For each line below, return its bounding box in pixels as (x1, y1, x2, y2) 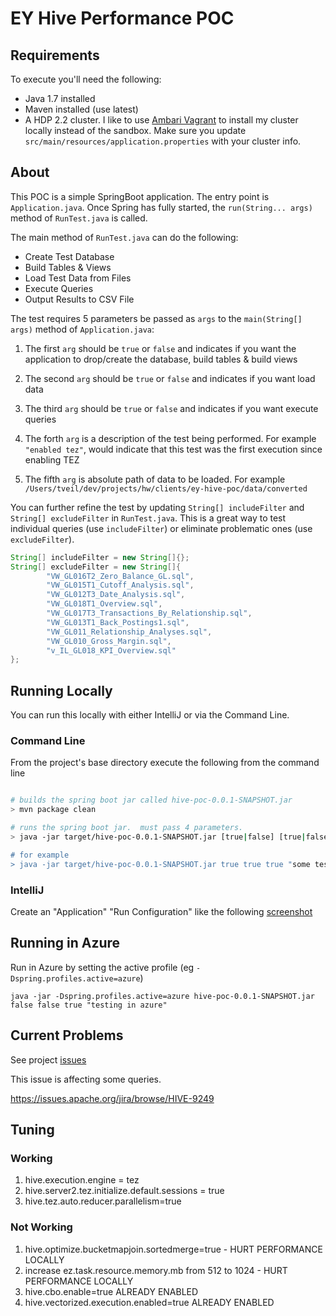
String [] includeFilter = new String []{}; (10, 552, 190, 562)
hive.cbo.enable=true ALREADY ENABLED (24, 1285, 199, 1297)
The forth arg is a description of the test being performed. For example (24, 432, 317, 444)
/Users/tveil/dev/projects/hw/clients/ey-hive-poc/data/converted (24, 483, 308, 494)
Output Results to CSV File (24, 293, 135, 305)
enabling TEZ (24, 453, 80, 466)
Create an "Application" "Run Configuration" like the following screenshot (10, 905, 313, 917)
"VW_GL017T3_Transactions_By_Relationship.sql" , (46, 608, 253, 619)
